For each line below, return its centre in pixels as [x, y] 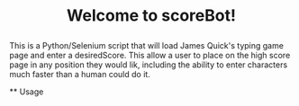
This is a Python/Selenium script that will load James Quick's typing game [146, 46]
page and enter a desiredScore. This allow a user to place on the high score [150, 56]
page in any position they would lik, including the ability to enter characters [149, 65]
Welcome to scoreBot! [151, 16]
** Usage [27, 92]
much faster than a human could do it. [80, 75]
